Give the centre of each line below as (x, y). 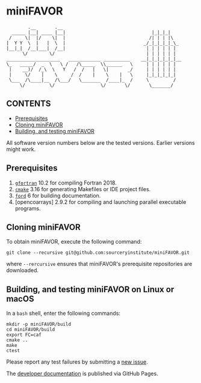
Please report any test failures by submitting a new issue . (77, 362)
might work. (21, 149)
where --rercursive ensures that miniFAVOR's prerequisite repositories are (99, 264)
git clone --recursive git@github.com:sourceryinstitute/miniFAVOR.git (98, 253)
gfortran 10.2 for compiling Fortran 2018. (66, 183)
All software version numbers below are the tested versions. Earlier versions (101, 142)
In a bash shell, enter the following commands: (63, 313)
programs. (28, 208)
